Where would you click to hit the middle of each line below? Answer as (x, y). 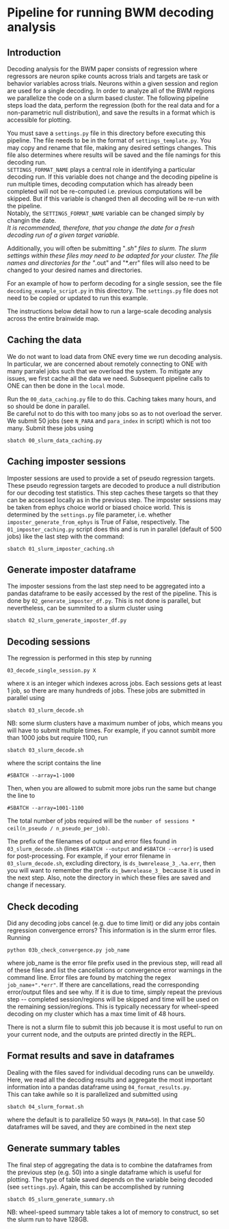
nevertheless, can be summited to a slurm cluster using (85, 608)
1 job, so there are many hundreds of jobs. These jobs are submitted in (106, 691)
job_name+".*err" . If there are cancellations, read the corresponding (103, 985)
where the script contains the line (54, 763)
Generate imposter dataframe (72, 570)
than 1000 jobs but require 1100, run (57, 738)
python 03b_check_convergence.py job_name (68, 950)
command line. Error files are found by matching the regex (89, 978)
